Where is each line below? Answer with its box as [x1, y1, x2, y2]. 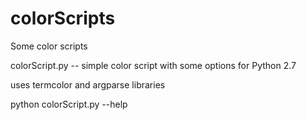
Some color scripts [10, 40, 88, 52]
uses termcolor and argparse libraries [10, 78, 166, 91]
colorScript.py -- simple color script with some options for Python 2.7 [10, 59, 297, 71]
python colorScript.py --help [10, 98, 128, 110]
